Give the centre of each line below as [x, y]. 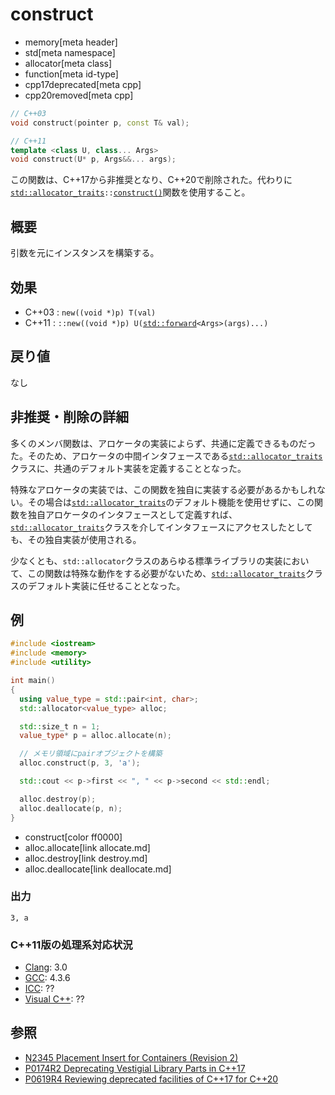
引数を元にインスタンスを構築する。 [85, 253]
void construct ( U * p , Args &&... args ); [93, 159]
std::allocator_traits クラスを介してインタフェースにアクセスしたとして [161, 527]
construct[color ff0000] [73, 837]
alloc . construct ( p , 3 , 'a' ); [80, 763]
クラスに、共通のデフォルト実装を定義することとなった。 [128, 468]
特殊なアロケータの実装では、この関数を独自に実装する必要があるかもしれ [163, 489]
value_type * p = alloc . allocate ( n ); [95, 736]
